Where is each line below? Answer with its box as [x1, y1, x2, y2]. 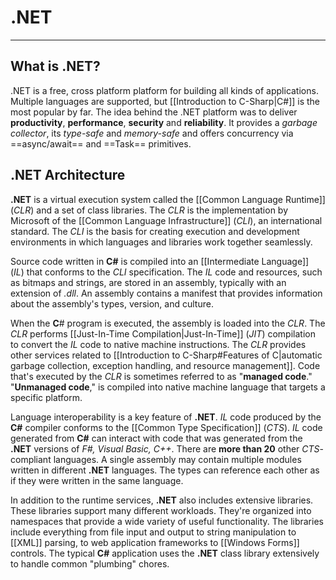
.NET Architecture [10, 167, 126, 184]
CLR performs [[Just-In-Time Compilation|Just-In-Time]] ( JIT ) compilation [10, 327, 316, 340]
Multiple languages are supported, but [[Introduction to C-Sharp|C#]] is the [10, 95, 321, 107]
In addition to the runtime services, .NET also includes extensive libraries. [10, 494, 314, 506]
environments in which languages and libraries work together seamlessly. [10, 236, 313, 248]
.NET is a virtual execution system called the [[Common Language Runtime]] [10, 193, 326, 205]
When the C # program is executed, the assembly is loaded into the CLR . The [10, 317, 326, 329]
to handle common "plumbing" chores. [10, 557, 170, 570]
